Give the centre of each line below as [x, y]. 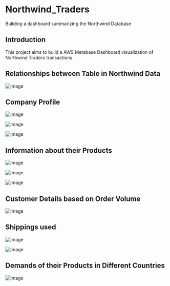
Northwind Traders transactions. [39, 57]
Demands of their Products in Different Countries [85, 266]
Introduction [26, 40]
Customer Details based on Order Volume [73, 199]
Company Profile [33, 102]
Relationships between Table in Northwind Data [83, 74]
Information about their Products [59, 150]
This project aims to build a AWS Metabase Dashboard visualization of [79, 52]
